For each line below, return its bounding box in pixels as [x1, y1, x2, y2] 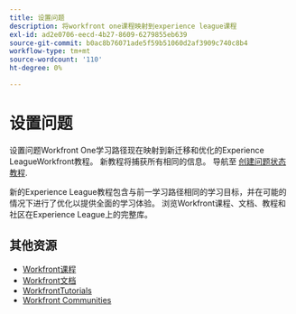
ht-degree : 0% [9, 64, 63, 73]
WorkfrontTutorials [22, 285, 93, 296]
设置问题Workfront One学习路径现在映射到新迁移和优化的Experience [9, 144, 264, 155]
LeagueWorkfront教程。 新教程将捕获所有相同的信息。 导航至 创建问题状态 [9, 155, 287, 167]
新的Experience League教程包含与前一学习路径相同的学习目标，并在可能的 [9, 186, 287, 197]
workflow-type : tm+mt [9, 47, 91, 56]
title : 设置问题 [9, 13, 65, 23]
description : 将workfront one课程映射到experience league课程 [9, 22, 237, 31]
